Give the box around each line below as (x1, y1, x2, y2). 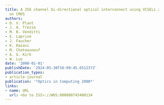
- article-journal (5, 75, 42, 79)
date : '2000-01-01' (5, 61, 45, 66)
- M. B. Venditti (5, 30, 41, 34)
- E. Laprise (5, 34, 32, 39)
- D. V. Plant (5, 20, 34, 26)
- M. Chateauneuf (5, 47, 41, 52)
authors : (5, 16, 23, 21)
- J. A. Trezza (5, 25, 36, 30)
